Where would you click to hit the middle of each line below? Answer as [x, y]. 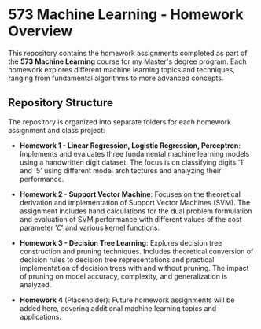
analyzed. [35, 284]
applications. [40, 316]
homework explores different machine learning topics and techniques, [121, 69]
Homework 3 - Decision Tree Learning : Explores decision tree [121, 242]
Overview [40, 31]
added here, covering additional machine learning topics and [118, 308]
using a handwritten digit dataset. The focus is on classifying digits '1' [132, 162]
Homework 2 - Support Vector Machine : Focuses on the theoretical [130, 194]
